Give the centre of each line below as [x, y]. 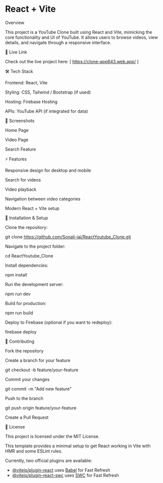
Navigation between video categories [43, 199]
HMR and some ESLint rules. [34, 451]
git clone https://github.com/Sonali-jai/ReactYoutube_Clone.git [68, 237]
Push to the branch [24, 398]
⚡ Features [16, 159]
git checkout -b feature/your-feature [42, 370]
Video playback [21, 189]
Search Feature [21, 149]
